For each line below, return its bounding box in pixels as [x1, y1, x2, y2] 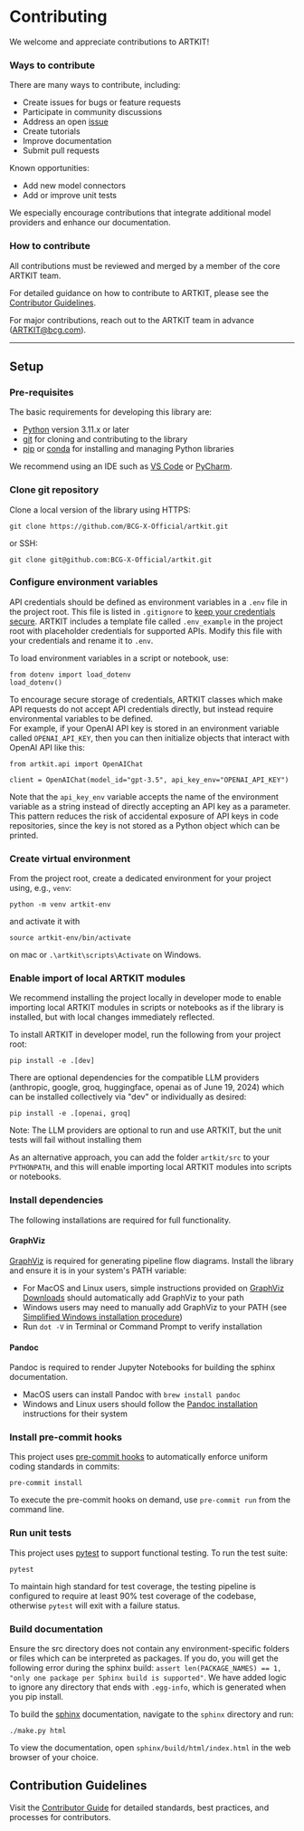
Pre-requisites [9, 386, 74, 398]
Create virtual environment [9, 852, 131, 865]
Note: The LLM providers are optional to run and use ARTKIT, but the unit [9, 1125, 282, 1136]
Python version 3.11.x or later [22, 424, 129, 436]
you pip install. [9, 1692, 64, 1702]
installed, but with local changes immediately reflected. [9, 1011, 215, 1022]
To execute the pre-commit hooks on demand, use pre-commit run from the [9, 1494, 291, 1505]
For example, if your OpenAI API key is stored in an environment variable [9, 723, 280, 733]
